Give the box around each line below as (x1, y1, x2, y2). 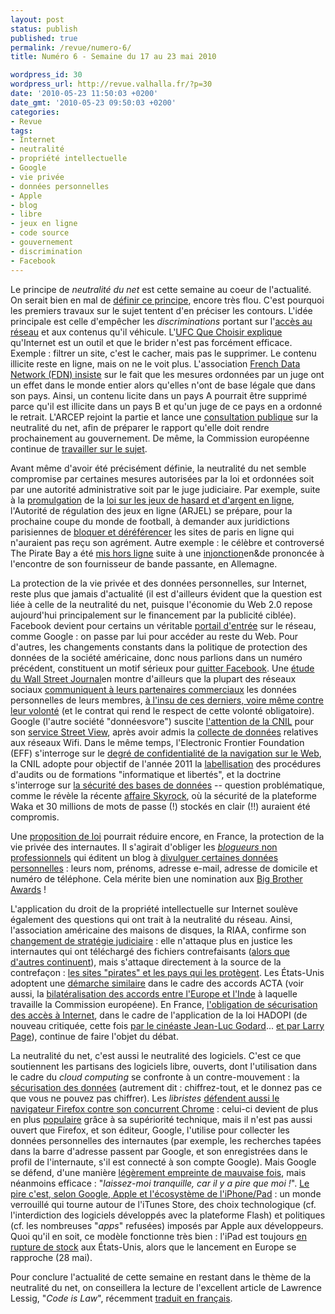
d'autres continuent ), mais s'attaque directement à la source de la (10, 956, 282, 968)
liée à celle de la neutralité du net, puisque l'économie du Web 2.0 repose (10, 598, 313, 610)
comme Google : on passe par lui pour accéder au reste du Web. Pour (10, 630, 299, 642)
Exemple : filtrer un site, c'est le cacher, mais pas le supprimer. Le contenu (10, 347, 317, 359)
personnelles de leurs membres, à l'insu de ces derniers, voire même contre (10, 694, 324, 706)
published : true (10, 33, 78, 43)
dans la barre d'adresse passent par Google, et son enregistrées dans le (10, 1145, 308, 1157)
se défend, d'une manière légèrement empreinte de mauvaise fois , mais (10, 1166, 307, 1178)
